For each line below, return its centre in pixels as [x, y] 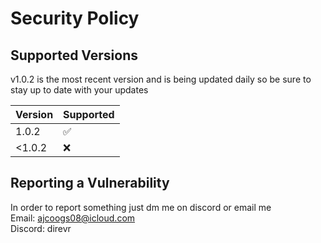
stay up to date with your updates [79, 90]
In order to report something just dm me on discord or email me [141, 207]
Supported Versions [74, 55]
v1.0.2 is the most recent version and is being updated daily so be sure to [161, 79]
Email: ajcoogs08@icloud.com [73, 218]
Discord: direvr [41, 228]
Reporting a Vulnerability [90, 183]
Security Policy [75, 18]
